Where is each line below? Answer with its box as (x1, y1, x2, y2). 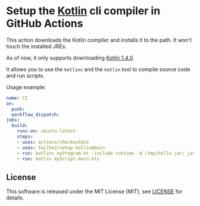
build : (11, 123, 28, 129)
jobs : (6, 117, 20, 123)
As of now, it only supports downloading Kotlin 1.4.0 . (6, 54, 135, 61)
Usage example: (6, 83, 46, 90)
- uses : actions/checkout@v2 (17, 139, 89, 145)
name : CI (6, 95, 28, 101)
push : (11, 106, 26, 112)
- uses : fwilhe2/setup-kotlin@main (17, 144, 105, 151)
